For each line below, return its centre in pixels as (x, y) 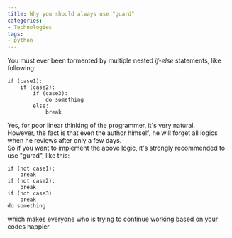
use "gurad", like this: (38, 156)
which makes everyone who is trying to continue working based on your (113, 219)
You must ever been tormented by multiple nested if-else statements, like (114, 60)
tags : (15, 34)
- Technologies (30, 27)
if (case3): (51, 94)
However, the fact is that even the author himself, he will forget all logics (112, 133)
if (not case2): (31, 181)
